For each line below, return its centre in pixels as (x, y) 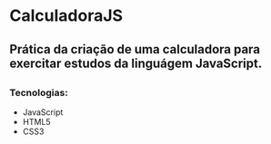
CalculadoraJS (66, 16)
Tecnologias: (39, 92)
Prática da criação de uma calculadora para (135, 49)
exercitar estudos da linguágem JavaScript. (136, 63)
